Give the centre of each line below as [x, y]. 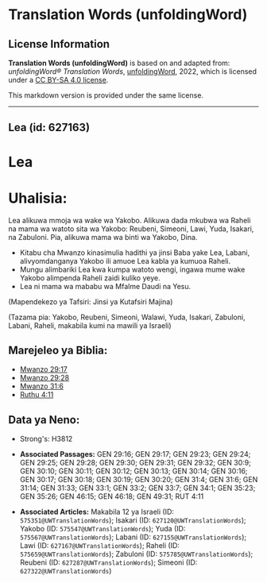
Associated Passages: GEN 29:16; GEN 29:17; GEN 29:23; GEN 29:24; [135, 454]
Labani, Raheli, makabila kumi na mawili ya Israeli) [90, 325]
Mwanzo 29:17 [43, 369]
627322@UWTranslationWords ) [66, 571]
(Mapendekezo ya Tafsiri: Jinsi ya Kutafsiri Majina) [91, 301]
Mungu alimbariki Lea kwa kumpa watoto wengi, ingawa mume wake [132, 269]
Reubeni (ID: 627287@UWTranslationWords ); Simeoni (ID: [108, 562]
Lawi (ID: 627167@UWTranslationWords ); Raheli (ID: [100, 546]
